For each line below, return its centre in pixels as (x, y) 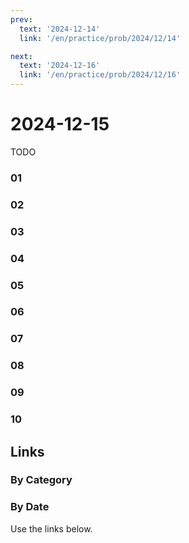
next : (21, 56)
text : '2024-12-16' (60, 66)
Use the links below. (51, 528)
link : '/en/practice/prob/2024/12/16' (100, 75)
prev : (21, 19)
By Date (30, 507)
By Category (41, 480)
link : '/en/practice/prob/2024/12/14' (100, 38)
